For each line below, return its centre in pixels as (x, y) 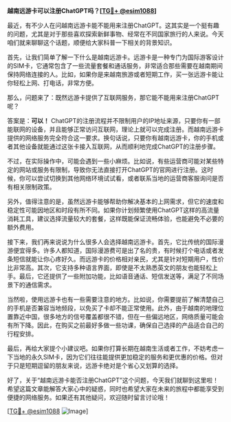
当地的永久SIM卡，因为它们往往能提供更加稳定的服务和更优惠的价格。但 (115, 357)
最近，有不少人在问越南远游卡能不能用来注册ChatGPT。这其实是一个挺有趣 (113, 25)
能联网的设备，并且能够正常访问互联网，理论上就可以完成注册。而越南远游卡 (115, 129)
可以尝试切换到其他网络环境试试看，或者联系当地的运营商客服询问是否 (124, 178)
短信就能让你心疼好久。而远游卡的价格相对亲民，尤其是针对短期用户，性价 (118, 259)
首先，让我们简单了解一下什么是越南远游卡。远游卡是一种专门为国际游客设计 (115, 57)
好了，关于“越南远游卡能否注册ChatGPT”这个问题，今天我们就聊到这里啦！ (113, 380)
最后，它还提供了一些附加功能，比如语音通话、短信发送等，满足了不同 (118, 276)
